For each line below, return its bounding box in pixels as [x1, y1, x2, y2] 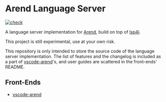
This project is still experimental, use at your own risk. [5, 38, 115, 45]
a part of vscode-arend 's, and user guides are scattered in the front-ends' [5, 58, 158, 64]
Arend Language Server [5, 3, 106, 14]
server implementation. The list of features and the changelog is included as [5, 53, 162, 59]
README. [5, 64, 25, 70]
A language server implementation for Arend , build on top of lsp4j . [5, 29, 141, 35]
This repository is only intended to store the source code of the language [5, 48, 155, 54]
